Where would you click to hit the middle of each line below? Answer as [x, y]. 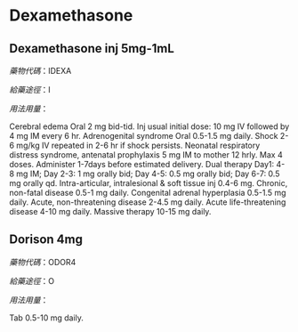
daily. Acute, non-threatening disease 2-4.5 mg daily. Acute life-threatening [148, 202]
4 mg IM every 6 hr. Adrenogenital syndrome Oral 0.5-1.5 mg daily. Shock [144, 136]
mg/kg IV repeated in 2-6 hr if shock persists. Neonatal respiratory [138, 145]
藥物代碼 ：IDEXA [40, 71]
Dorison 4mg [46, 240]
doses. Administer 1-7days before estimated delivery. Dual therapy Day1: [142, 164]
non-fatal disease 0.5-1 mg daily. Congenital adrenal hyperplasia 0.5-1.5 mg [148, 193]
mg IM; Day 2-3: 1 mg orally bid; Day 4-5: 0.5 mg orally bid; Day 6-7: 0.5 [148, 174]
